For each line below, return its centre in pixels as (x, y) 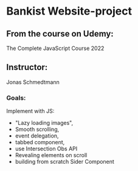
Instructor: (27, 67)
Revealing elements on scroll (51, 155)
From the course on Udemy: (60, 34)
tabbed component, (40, 142)
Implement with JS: (30, 111)
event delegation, (37, 136)
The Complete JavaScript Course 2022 (55, 48)
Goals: (16, 97)
